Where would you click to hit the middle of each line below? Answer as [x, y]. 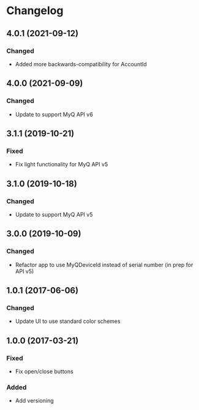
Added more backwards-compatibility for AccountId [81, 64]
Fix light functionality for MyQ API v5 [62, 164]
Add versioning [34, 401]
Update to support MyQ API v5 [54, 214]
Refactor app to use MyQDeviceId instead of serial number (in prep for [104, 265]
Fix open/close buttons [44, 371]
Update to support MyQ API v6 [54, 114]
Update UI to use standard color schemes [68, 321]
